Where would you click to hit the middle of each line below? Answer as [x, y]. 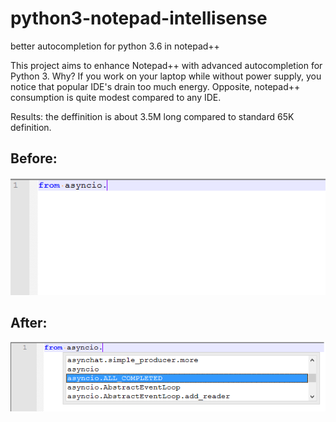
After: [29, 323]
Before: [34, 158]
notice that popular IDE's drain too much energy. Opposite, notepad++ [155, 86]
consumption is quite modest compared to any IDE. [116, 97]
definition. [31, 127]
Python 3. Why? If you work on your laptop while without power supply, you [166, 76]
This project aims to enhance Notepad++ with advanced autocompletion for [166, 65]
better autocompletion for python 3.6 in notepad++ [115, 46]
